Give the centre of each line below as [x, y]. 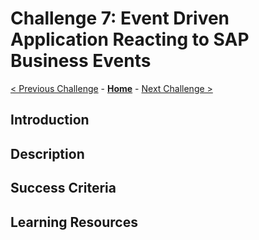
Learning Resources [74, 222]
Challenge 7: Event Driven [120, 18]
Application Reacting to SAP [130, 39]
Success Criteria [63, 188]
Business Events [81, 61]
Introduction [50, 120]
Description [47, 153]
